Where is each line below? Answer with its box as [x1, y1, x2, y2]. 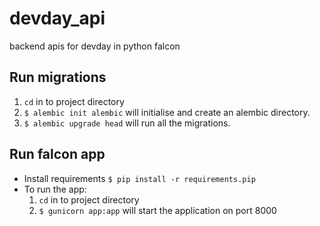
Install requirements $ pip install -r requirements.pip [23, 172, 256, 184]
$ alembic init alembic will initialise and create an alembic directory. [23, 106, 311, 118]
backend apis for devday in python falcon [9, 40, 181, 52]
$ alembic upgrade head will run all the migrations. [23, 117, 231, 129]
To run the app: [23, 183, 87, 195]
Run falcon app [9, 146, 106, 163]
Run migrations [9, 69, 107, 86]
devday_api [9, 7, 106, 30]
